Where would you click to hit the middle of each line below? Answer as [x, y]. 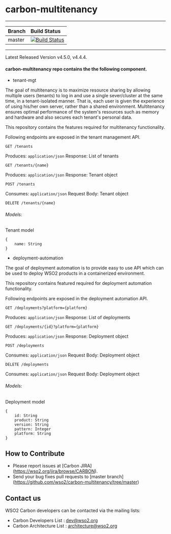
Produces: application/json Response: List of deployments [68, 318]
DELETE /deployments [27, 365]
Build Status [46, 31]
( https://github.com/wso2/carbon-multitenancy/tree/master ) [76, 482]
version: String [32, 425]
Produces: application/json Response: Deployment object [67, 337]
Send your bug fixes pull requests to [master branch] [68, 477]
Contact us [23, 498]
